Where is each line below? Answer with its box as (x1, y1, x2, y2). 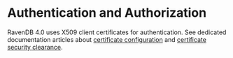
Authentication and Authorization (7, 5, 207, 21)
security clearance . (7, 43, 63, 51)
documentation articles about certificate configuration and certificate (7, 35, 206, 43)
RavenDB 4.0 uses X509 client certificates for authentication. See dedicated (7, 28, 227, 36)
